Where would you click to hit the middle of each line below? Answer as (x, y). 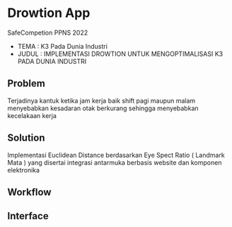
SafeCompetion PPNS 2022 (48, 33)
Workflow (29, 192)
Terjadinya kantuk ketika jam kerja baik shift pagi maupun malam (101, 100)
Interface (28, 216)
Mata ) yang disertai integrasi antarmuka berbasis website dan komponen (115, 162)
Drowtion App (49, 13)
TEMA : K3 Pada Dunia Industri (63, 46)
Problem (27, 84)
